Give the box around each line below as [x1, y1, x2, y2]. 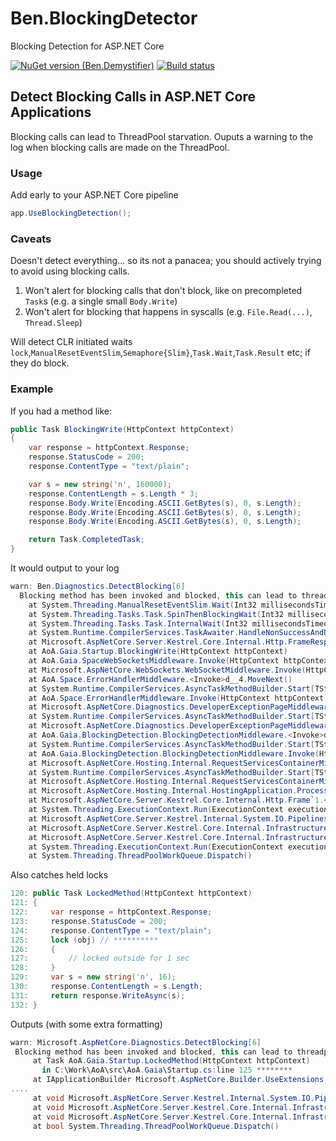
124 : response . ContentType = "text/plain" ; [10, 925, 213, 936]
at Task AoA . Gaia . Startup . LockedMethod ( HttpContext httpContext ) [32, 1056, 311, 1066]
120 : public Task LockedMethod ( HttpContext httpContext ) [10, 888, 253, 899]
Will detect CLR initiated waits [10, 336, 133, 348]
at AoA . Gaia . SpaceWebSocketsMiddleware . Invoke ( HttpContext [28, 656, 280, 666]
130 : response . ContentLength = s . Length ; [10, 982, 203, 992]
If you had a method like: [10, 405, 113, 417]
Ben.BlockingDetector [10, 7, 198, 30]
